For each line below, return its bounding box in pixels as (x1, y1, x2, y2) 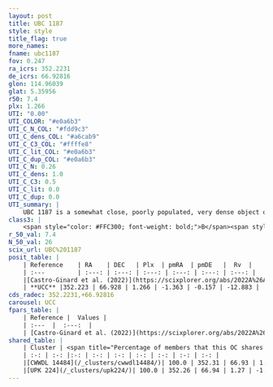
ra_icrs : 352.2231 (8, 65, 71, 73)
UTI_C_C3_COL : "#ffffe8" (8, 140, 93, 148)
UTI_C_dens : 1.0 (8, 170, 63, 178)
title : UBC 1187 (8, 19, 63, 28)
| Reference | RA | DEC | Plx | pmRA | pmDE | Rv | (23, 260, 253, 269)
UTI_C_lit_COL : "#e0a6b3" (8, 148, 96, 156)
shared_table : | (8, 336, 63, 345)
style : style (8, 27, 53, 35)
